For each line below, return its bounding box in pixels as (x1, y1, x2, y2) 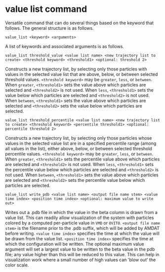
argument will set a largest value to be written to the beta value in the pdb (5, 246, 155, 252)
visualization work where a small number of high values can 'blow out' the (5, 257, 156, 263)
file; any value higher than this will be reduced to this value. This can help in (5, 251, 160, 257)
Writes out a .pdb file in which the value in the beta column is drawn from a (5, 209, 158, 215)
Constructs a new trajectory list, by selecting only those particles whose (5, 135, 152, 141)
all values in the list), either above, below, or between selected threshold (5, 145, 152, 152)
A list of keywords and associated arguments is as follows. (5, 43, 124, 49)
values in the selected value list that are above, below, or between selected (5, 71, 158, 77)
